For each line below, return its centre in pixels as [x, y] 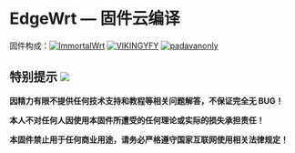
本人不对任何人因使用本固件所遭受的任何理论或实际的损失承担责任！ [137, 120]
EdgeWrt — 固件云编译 [95, 19]
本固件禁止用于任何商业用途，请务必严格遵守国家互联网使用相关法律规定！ [149, 139]
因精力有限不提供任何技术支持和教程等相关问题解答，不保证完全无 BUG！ [147, 100]
